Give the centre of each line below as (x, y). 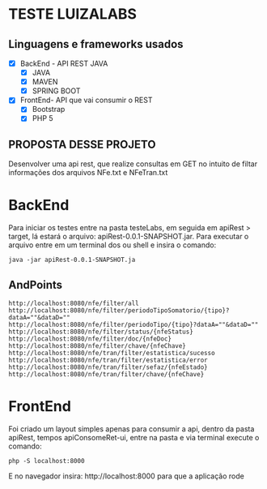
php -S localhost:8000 (47, 461)
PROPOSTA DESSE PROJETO (82, 144)
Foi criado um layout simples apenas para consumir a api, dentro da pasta (131, 429)
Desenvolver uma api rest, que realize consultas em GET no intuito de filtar (133, 164)
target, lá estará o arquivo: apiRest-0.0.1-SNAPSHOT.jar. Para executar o (129, 237)
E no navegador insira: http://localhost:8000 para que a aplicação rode (126, 476)
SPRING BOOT (56, 91)
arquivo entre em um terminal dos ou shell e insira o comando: (112, 245)
